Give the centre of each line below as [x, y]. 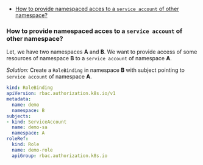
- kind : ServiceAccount [37, 122]
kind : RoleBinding [30, 88]
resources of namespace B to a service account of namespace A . [89, 58]
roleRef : [17, 139]
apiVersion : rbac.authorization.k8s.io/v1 [61, 94]
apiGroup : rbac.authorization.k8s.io [60, 156]
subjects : [19, 116]
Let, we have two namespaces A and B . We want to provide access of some [102, 52]
